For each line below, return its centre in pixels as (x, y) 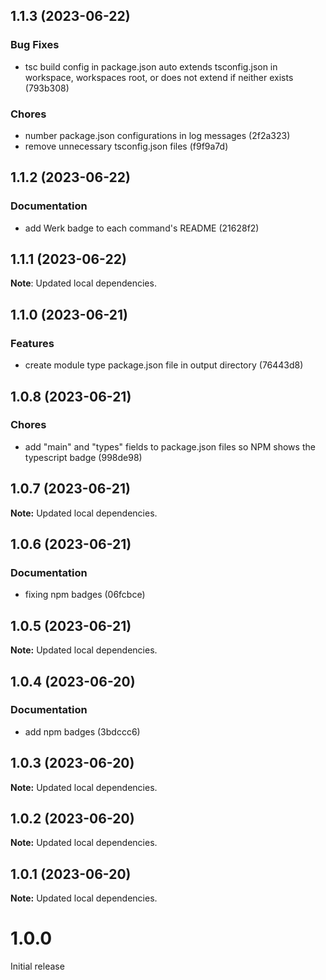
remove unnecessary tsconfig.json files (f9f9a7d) (126, 146)
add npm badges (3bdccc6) (82, 731)
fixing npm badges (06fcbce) (85, 595)
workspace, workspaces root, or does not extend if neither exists (159, 77)
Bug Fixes (35, 45)
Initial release (37, 966)
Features (32, 343)
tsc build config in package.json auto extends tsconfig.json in (151, 66)
